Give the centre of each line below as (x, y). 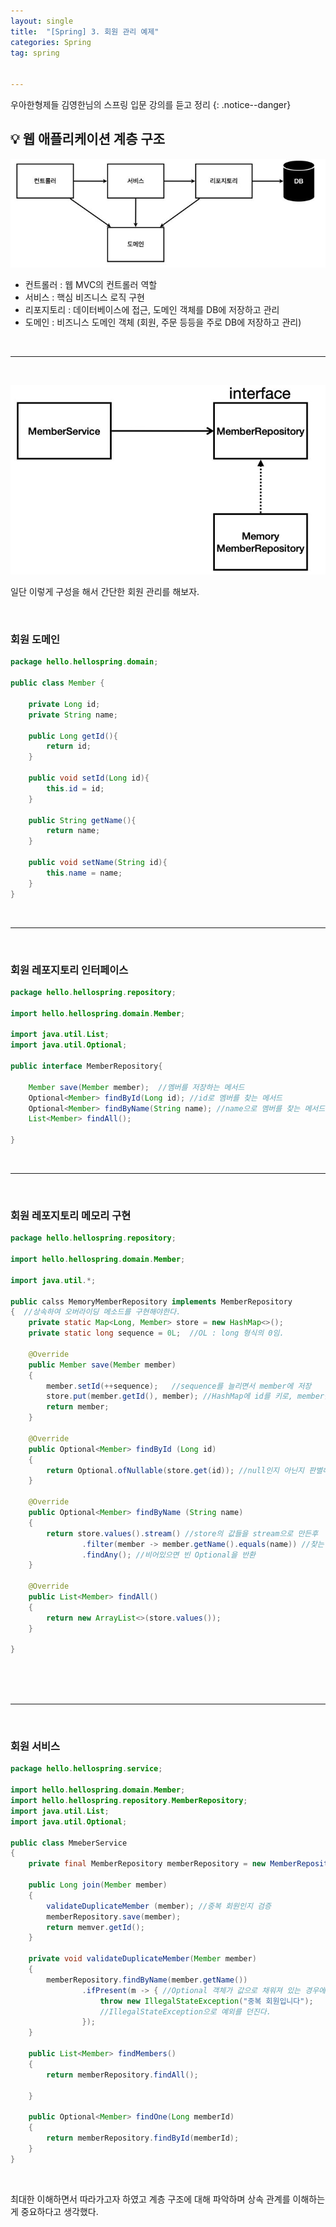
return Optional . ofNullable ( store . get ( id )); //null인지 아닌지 (175, 1470)
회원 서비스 (35, 1746)
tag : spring (35, 53)
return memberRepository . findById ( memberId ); (143, 2138)
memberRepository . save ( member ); (114, 1916)
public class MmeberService (69, 1843)
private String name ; (73, 715)
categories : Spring (51, 42)
